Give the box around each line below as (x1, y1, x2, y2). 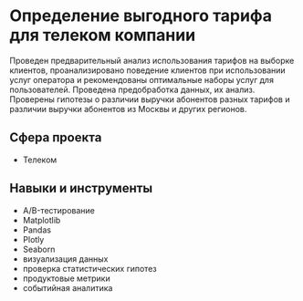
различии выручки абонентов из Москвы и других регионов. (9, 103, 247, 114)
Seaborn (22, 244, 56, 254)
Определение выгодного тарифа (9, 5, 272, 26)
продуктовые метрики (22, 273, 111, 284)
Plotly (22, 234, 45, 244)
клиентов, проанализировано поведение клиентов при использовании (9, 65, 286, 76)
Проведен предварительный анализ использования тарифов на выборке (9, 55, 295, 66)
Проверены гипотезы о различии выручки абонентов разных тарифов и (9, 93, 290, 105)
